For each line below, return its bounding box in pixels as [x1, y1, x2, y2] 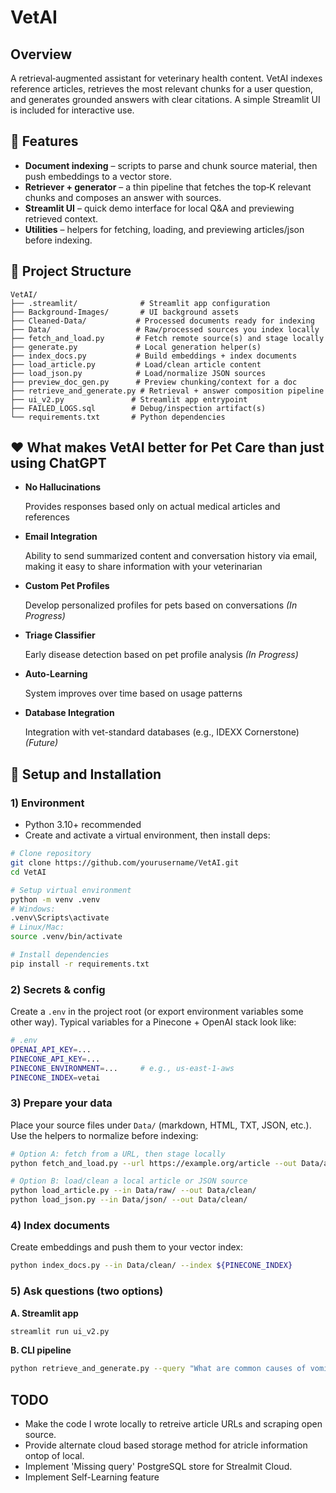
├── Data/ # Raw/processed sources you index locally [10, 324, 320, 335]
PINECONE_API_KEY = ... [10, 1054, 101, 1064]
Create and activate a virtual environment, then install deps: [24, 829, 271, 841]
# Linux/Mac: [10, 922, 65, 933]
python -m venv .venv [10, 894, 101, 905]
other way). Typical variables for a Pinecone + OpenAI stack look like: [10, 1016, 297, 1028]
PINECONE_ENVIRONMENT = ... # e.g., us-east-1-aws [10, 1063, 235, 1073]
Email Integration [24, 531, 98, 543]
